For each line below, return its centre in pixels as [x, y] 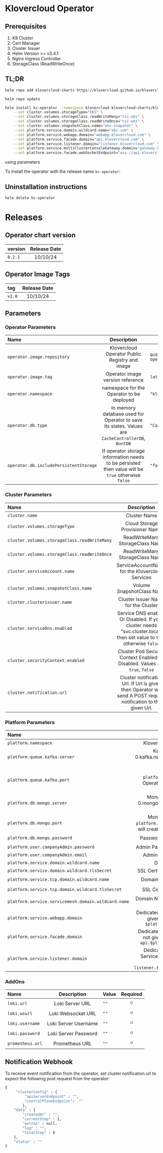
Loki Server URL [73, 1004]
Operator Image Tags [38, 274]
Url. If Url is [135, 683]
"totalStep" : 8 [39, 1133]
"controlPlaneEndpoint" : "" [54, 1101]
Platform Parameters [30, 722]
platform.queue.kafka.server [41, 757]
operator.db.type [27, 426]
